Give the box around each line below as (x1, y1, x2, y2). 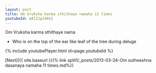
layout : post (5, 7, 32, 12)
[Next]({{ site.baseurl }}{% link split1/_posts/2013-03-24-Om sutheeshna (5, 58, 152, 63)
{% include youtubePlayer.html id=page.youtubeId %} (5, 48, 114, 54)
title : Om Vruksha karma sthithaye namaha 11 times (5, 12, 112, 16)
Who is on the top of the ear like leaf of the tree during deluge (12, 39, 136, 44)
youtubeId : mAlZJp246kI (5, 16, 54, 21)
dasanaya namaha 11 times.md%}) (5, 62, 74, 68)
